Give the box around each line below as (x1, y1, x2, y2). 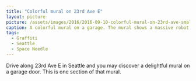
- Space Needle (11, 46, 48, 52)
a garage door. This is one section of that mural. (6, 68, 121, 75)
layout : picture (6, 14, 45, 20)
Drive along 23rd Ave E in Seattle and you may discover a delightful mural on (6, 62, 190, 69)
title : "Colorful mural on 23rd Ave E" (6, 8, 103, 14)
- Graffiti (11, 35, 38, 41)
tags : (6, 30, 19, 36)
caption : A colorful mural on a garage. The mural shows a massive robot (6, 24, 190, 31)
